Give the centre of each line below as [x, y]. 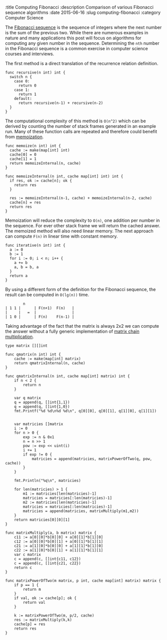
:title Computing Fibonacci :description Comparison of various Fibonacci [80, 7]
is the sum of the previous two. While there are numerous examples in [77, 33]
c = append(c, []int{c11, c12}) [47, 559]
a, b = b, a [26, 267]
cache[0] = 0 [23, 155]
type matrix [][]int [27, 346]
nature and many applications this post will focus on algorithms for [73, 38]
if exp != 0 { [38, 455]
